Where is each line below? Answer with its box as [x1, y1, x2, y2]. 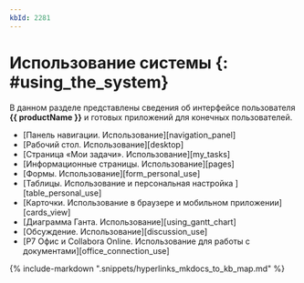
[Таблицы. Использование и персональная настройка [22, 177, 234, 188]
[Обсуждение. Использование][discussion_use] [22, 226, 208, 237]
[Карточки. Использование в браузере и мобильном [22, 197, 229, 207]
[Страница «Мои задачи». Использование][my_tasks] [22, 148, 231, 159]
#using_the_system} [9, 72, 169, 92]
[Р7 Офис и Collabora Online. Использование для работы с [22, 236, 251, 247]
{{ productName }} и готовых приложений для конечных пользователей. [9, 111, 293, 123]
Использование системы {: [9, 52, 228, 73]
